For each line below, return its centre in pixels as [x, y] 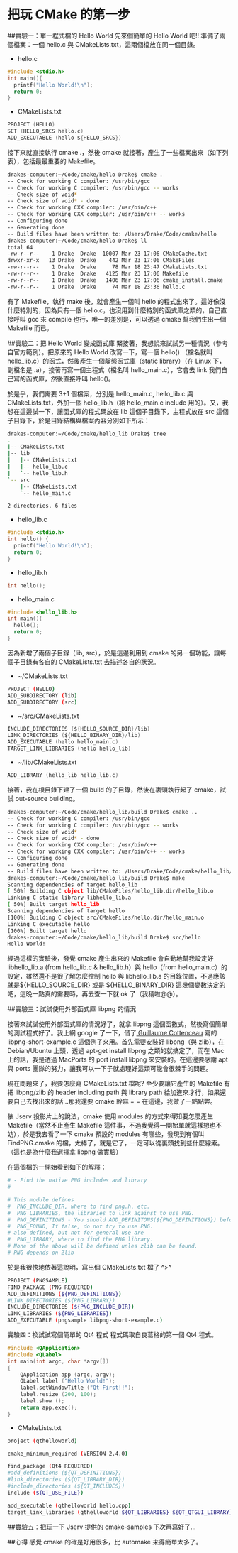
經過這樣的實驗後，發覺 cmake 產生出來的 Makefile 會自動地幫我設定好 [110, 959]
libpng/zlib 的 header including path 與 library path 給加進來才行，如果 [118, 1092]
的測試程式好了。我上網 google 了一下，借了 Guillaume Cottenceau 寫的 [112, 1033]
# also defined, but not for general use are [75, 1233]
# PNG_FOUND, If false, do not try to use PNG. [80, 1226]
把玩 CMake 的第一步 [69, 15]
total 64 [20, 247]
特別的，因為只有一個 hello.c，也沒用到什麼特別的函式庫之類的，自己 [120, 310]
